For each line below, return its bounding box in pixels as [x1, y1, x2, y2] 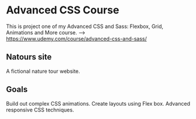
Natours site [6, 52, 52, 62]
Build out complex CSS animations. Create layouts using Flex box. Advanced [6, 100, 190, 107]
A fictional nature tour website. [6, 68, 80, 75]
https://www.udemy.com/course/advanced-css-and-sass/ [6, 35, 147, 42]
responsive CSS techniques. [6, 106, 74, 113]
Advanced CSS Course [6, 3, 119, 17]
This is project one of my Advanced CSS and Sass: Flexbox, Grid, [6, 23, 164, 30]
